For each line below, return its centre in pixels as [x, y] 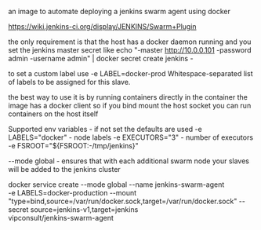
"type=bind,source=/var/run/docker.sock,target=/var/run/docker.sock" [123, 201]
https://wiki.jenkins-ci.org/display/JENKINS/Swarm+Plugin [103, 26]
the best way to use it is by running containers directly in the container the [128, 97]
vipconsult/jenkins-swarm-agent [61, 218]
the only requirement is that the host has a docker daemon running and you [130, 42]
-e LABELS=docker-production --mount [72, 193]
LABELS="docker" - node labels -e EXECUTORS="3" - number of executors [130, 137]
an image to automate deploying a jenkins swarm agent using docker [120, 11]
